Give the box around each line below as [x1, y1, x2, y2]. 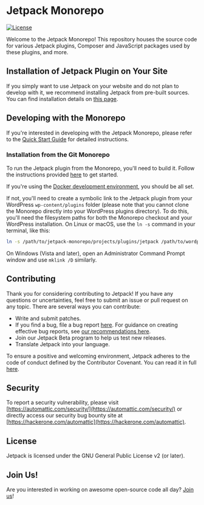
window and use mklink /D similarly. [6, 256, 97, 263]
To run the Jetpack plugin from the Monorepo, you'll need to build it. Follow [6, 164, 195, 172]
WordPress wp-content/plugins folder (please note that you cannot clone [6, 201, 189, 208]
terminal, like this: [6, 226, 50, 234]
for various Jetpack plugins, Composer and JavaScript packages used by [6, 42, 190, 49]
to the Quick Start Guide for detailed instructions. [6, 135, 129, 143]
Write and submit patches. [15, 315, 81, 322]
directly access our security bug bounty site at [6, 412, 123, 419]
